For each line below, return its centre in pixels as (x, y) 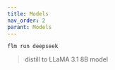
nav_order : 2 (26, 21)
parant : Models (30, 27)
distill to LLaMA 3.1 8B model (66, 59)
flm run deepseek (33, 47)
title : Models (28, 14)
